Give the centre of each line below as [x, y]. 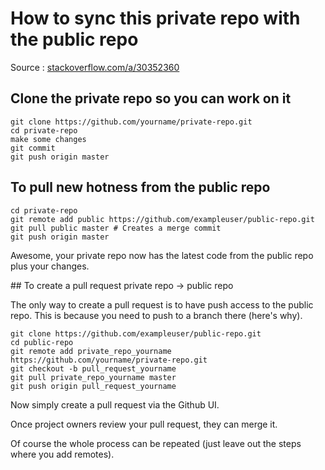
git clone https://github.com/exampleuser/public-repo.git [136, 333]
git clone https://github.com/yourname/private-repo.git [131, 122]
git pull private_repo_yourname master [93, 377]
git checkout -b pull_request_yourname [93, 368]
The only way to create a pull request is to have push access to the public [162, 304]
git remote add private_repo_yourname [91, 351]
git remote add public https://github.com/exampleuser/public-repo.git [162, 219]
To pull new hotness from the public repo [140, 187]
